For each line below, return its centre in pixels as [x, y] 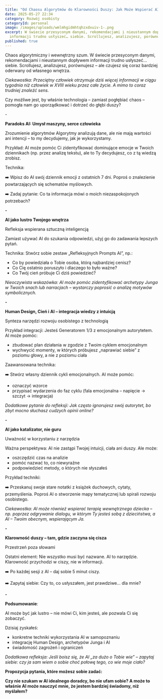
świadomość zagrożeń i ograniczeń [48, 647]
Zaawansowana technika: [31, 365]
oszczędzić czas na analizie [40, 457]
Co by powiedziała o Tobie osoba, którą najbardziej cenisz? [71, 262]
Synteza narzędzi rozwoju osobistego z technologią [57, 321]
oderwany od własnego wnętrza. [38, 70]
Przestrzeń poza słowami [30, 547]
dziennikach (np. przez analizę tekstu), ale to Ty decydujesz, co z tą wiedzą [81, 153]
